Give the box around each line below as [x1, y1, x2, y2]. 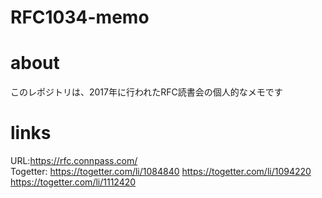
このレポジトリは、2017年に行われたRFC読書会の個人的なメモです [10, 86, 283, 98]
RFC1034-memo [10, 6, 150, 29]
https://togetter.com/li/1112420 [10, 176, 137, 188]
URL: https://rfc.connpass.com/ [10, 155, 138, 167]
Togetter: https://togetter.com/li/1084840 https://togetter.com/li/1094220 [10, 166, 312, 178]
